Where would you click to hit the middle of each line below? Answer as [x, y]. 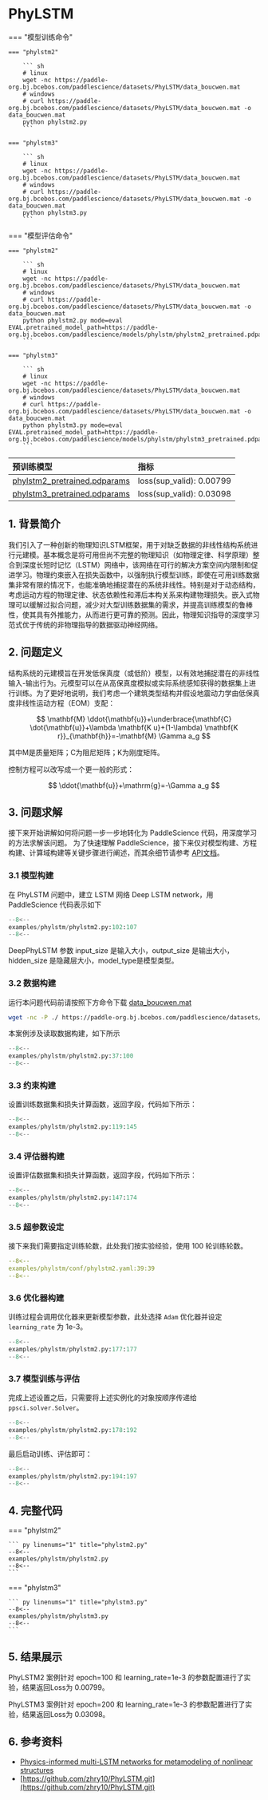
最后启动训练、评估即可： [50, 1454]
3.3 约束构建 [32, 1086]
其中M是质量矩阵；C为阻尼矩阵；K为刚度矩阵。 [87, 752]
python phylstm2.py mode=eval [73, 320]
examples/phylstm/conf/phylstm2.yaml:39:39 [82, 1269]
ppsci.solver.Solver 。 [46, 1408]
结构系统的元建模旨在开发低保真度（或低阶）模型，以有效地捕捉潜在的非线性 [134, 673]
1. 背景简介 [35, 524]
